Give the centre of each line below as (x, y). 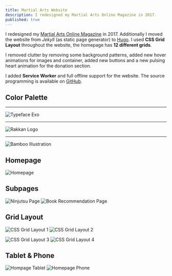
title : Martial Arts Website (36, 10)
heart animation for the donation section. (48, 66)
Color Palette (26, 97)
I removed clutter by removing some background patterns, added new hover (86, 55)
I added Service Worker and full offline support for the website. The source (85, 76)
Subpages (22, 189)
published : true (23, 19)
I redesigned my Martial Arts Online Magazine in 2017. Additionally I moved (84, 34)
